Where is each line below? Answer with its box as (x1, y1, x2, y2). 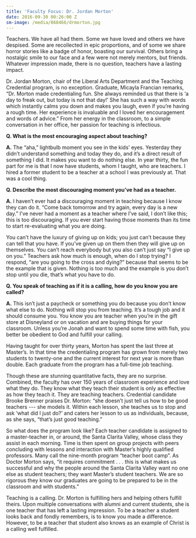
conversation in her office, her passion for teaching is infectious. (6, 121, 162, 129)
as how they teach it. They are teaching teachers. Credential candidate (6, 391, 177, 398)
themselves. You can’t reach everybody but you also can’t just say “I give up (6, 246, 190, 253)
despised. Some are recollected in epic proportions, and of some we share (6, 42, 186, 49)
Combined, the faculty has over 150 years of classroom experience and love (6, 378, 190, 386)
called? (6, 289, 25, 296)
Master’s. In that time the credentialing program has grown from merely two (6, 349, 188, 356)
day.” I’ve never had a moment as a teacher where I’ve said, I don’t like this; (6, 210, 188, 217)
